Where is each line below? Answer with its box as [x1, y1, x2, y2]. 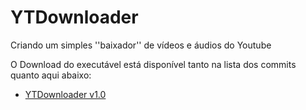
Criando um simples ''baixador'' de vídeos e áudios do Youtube [10, 39, 272, 51]
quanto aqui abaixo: [10, 69, 92, 81]
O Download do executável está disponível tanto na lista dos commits [10, 58, 297, 70]
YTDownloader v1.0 [24, 88, 107, 100]
